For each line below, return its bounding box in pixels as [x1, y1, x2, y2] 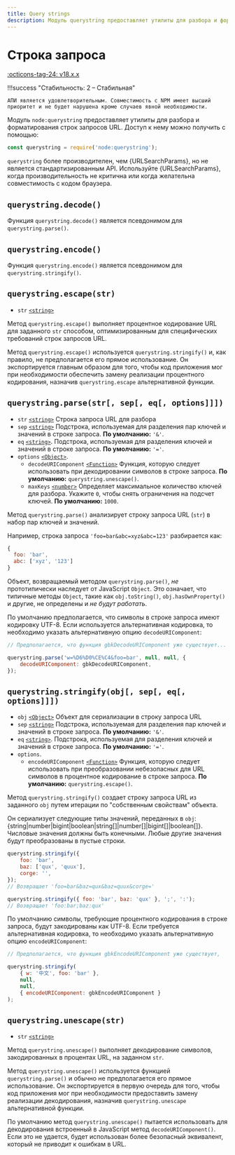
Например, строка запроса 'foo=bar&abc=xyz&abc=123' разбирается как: [7, 531, 222, 540]
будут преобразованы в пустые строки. [7, 837, 126, 845]
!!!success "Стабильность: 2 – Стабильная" [7, 83, 136, 92]
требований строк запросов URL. [7, 334, 107, 342]
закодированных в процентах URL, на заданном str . [7, 1053, 164, 1062]
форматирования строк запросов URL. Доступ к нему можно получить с [7, 123, 226, 132]
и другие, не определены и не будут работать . [7, 600, 148, 608]
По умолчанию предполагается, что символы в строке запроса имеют [7, 613, 220, 621]
